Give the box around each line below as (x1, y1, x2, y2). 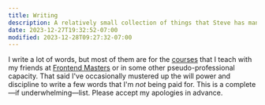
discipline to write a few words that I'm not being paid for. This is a (8, 80, 224, 89)
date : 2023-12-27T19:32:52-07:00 (8, 26, 118, 34)
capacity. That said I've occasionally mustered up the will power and (8, 71, 231, 81)
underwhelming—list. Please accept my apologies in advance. (21, 88, 223, 98)
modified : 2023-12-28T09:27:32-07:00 (8, 33, 132, 42)
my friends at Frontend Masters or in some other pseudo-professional (8, 63, 235, 73)
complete (225, 80, 256, 89)
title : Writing (8, 11, 58, 20)
